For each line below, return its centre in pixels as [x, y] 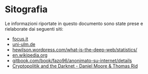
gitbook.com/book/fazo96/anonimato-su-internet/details [72, 60]
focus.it [20, 39]
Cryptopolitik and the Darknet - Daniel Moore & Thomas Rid [75, 66]
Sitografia [26, 9]
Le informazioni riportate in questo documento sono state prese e [74, 23]
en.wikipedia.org [30, 55]
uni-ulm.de [24, 44]
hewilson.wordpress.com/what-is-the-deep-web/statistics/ [75, 50]
